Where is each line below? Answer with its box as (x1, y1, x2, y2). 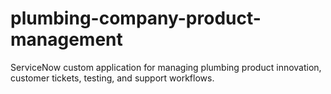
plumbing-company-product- (10, 7, 262, 30)
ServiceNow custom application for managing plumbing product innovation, (10, 61, 322, 73)
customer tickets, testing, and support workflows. (10, 72, 215, 84)
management (10, 28, 123, 51)
